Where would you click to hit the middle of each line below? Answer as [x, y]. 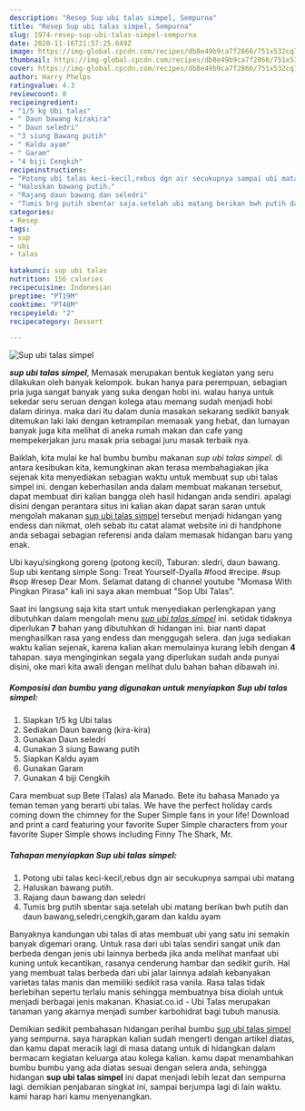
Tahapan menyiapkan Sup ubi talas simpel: [93, 855]
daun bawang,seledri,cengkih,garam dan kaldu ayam [122, 917]
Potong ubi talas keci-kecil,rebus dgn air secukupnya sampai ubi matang [158, 878]
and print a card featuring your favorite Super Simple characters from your [148, 825]
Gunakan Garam [53, 769]
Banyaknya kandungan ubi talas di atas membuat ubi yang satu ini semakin [150, 934]
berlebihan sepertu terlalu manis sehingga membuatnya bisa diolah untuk [147, 992]
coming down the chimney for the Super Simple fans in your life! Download [149, 815]
